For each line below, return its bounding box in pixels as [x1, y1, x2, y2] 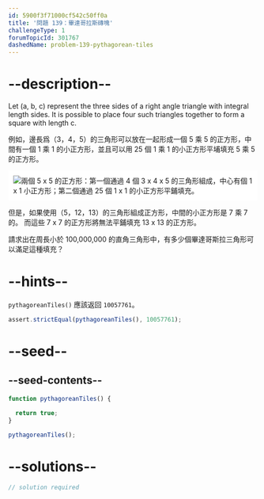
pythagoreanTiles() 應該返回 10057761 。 [8, 300, 140, 309]
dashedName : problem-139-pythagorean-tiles [8, 41, 154, 49]
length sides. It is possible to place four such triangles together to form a [8, 110, 245, 120]
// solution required [8, 484, 80, 492]
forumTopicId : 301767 [8, 33, 80, 42]
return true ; [15, 409, 58, 417]
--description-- [8, 75, 112, 93]
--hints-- [8, 272, 69, 291]
